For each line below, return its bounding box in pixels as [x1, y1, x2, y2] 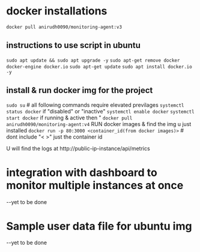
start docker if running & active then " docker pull [6, 114, 133, 121]
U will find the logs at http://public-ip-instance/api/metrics [6, 145, 150, 152]
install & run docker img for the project [6, 85, 153, 95]
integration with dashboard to [6, 166, 158, 179]
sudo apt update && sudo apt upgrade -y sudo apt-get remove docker [6, 57, 180, 64]
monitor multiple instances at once [6, 178, 184, 192]
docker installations [6, 4, 108, 18]
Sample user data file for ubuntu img [6, 219, 192, 233]
